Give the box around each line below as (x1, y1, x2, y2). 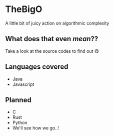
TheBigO (5, 4, 42, 15)
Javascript (12, 81, 34, 87)
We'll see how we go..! (12, 125, 59, 131)
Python (12, 119, 27, 126)
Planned (5, 95, 31, 104)
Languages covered (5, 63, 68, 71)
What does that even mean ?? (5, 35, 98, 43)
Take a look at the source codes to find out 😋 (5, 48, 99, 54)
